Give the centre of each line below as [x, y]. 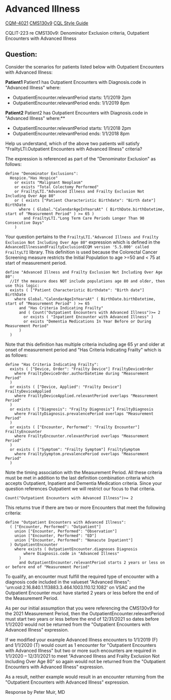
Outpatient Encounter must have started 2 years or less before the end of [82, 593]
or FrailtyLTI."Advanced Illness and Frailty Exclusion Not [79, 191]
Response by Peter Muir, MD [35, 692]
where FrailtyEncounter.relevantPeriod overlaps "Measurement [82, 436]
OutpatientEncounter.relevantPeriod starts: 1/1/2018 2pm [72, 128]
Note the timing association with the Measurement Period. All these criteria [84, 472]
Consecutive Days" [25, 223]
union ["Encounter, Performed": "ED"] [55, 535]
